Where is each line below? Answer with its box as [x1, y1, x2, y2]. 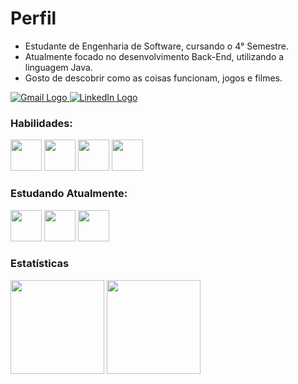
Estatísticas [10, 257, 70, 271]
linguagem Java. [24, 61, 93, 73]
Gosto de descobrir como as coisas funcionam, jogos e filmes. [24, 72, 283, 84]
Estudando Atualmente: [10, 187, 128, 201]
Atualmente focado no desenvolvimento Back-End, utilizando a [24, 50, 285, 62]
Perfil [10, 7, 57, 30]
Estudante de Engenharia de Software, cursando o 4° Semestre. [24, 40, 290, 52]
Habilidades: [10, 116, 73, 130]
